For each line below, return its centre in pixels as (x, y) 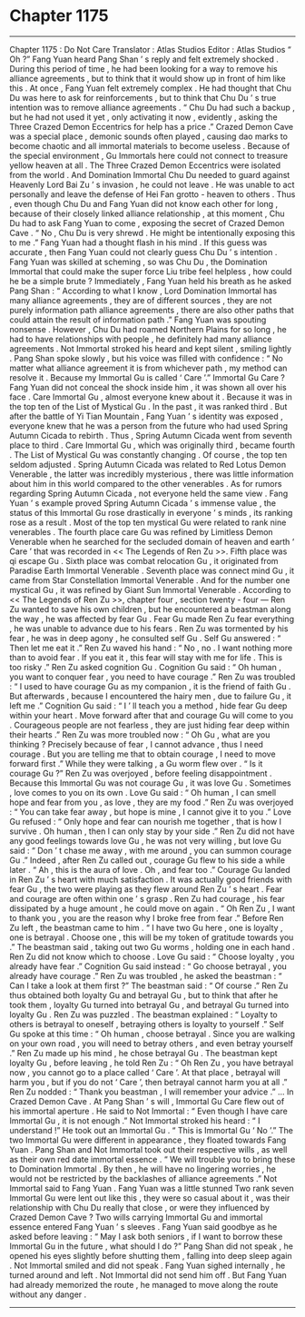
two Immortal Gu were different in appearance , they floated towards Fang (148, 1140)
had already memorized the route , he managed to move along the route (144, 1284)
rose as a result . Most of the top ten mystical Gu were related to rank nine (148, 522)
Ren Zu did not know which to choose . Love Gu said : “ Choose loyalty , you (152, 956)
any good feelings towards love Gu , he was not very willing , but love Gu (145, 840)
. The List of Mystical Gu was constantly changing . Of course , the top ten (148, 454)
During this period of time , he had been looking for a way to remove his (144, 68)
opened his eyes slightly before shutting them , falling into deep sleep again (151, 1255)
